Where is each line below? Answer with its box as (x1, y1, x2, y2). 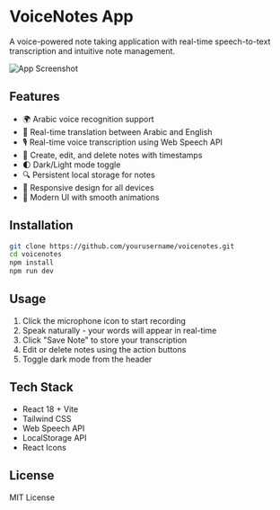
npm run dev (9, 267, 54, 276)
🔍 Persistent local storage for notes (22, 169, 155, 180)
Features (9, 89, 60, 104)
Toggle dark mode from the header (22, 353, 153, 364)
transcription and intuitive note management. (9, 45, 176, 56)
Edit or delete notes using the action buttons (22, 344, 187, 354)
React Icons (22, 442, 67, 452)
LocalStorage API (22, 432, 87, 443)
